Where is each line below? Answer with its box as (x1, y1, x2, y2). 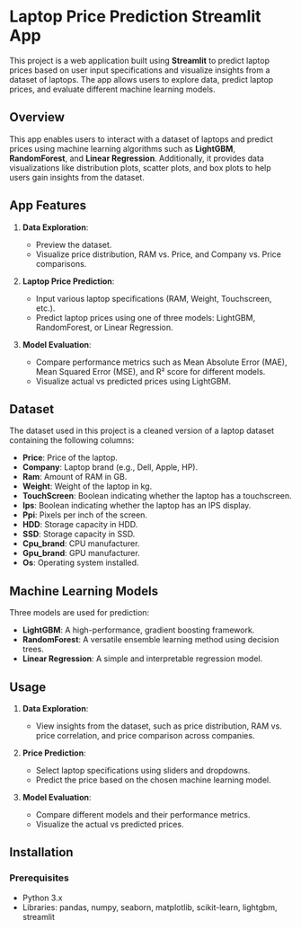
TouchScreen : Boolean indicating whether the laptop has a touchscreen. (22, 491, 292, 501)
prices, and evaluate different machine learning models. (9, 84, 216, 94)
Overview (9, 110, 66, 125)
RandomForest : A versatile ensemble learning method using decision (22, 634, 279, 645)
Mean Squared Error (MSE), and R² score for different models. (35, 366, 266, 376)
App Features (9, 198, 87, 213)
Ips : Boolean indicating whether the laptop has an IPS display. (22, 500, 252, 511)
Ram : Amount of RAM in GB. (22, 472, 128, 482)
